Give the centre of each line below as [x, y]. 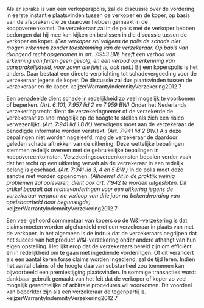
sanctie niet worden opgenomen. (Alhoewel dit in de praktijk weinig [91, 176]
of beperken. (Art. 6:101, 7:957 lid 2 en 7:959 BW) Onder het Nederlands [97, 105]
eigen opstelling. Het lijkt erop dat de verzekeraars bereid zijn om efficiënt [99, 246]
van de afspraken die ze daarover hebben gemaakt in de [77, 22]
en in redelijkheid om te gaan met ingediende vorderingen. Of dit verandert [100, 253]
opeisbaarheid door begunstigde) [49, 202]
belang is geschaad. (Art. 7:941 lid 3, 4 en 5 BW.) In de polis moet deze [95, 170]
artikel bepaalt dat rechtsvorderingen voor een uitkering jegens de [90, 189]
